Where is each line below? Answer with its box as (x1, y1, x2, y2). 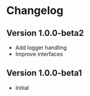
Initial (15, 84, 29, 91)
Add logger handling (15, 44, 67, 51)
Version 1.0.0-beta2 (6, 28, 84, 38)
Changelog (6, 4, 64, 18)
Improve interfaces (15, 50, 63, 58)
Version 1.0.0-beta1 (6, 68, 83, 78)
